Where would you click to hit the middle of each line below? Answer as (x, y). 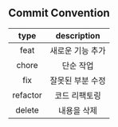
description (78, 35)
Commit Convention (59, 13)
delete (28, 109)
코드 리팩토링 (78, 95)
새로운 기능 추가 (78, 50)
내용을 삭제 (78, 110)
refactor (27, 95)
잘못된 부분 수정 (78, 81)
